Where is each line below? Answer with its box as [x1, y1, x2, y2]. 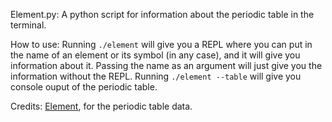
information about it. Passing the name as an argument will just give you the [10, 60, 323, 71]
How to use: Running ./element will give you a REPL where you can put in [10, 39, 313, 50]
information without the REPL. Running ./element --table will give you [10, 70, 302, 82]
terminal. [10, 19, 47, 31]
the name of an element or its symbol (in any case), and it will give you [10, 49, 301, 61]
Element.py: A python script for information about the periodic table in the [10, 9, 315, 20]
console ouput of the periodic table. [10, 81, 158, 93]
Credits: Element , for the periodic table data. [10, 100, 193, 112]
